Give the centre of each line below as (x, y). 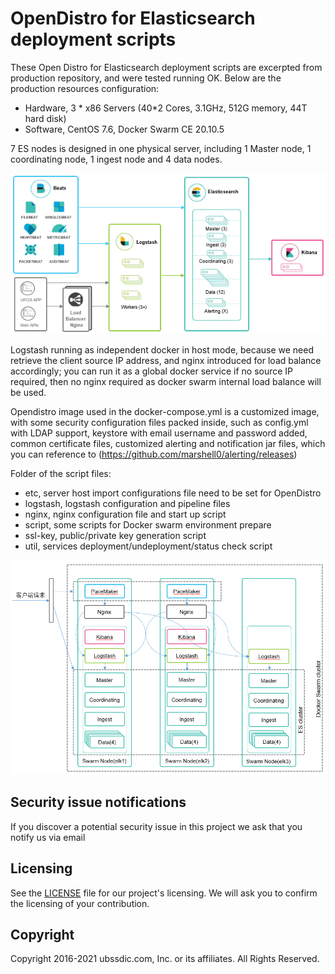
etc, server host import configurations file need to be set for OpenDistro (173, 493)
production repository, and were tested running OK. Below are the (146, 78)
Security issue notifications (98, 802)
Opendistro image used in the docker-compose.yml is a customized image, (165, 412)
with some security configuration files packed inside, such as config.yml (159, 423)
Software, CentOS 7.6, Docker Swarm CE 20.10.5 (124, 129)
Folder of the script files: (61, 474)
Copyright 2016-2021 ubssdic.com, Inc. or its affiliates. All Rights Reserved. (165, 959)
